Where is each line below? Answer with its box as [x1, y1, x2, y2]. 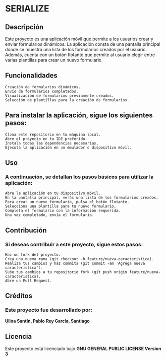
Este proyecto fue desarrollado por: [5, 306, 93, 313]
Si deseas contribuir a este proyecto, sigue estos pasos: [5, 241, 143, 248]
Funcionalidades [5, 72, 58, 80]
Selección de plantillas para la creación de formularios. [5, 97, 130, 102]
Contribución [5, 226, 47, 234]
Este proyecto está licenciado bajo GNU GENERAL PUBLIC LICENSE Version [5, 346, 162, 352]
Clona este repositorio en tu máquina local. [5, 132, 101, 137]
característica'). [5, 265, 43, 270]
